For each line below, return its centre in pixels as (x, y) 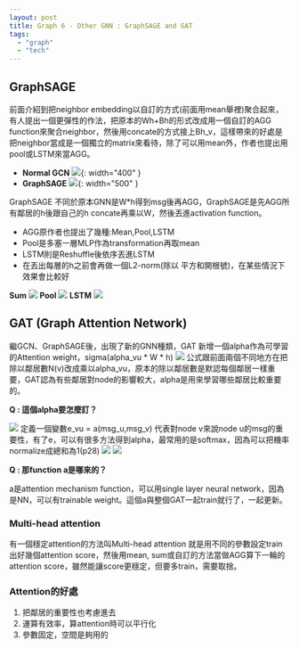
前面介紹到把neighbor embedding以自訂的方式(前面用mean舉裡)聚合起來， (146, 109)
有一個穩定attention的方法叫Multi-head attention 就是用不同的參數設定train (146, 544)
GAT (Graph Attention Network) (98, 323)
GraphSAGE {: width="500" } (80, 183)
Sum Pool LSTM (50, 295)
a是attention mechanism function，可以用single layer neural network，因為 (147, 488)
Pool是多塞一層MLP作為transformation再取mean (111, 242)
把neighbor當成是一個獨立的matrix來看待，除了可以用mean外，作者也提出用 (149, 143)
